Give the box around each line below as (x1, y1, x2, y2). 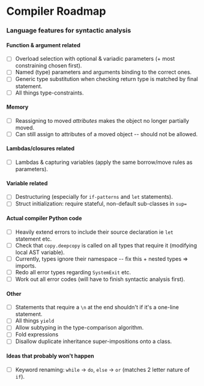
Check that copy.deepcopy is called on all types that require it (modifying (15, 241, 197, 249)
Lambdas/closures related (6, 145, 75, 152)
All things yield (15, 317, 55, 325)
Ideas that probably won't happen (6, 352, 94, 360)
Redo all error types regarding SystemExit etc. (15, 268, 131, 276)
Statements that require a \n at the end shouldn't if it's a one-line (15, 304, 179, 311)
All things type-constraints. (15, 89, 84, 96)
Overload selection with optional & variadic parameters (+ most (15, 55, 175, 63)
